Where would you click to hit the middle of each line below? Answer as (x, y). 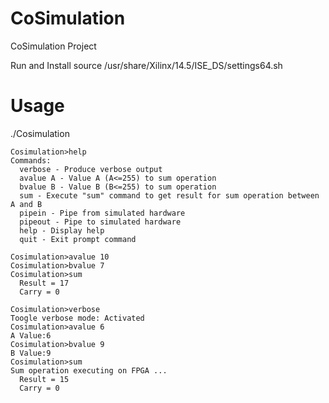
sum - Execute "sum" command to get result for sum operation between (169, 195)
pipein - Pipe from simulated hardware (102, 213)
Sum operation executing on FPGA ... (89, 370)
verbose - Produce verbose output (91, 169)
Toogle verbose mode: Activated (77, 318)
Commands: (31, 160)
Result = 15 (44, 379)
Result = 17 (44, 283)
